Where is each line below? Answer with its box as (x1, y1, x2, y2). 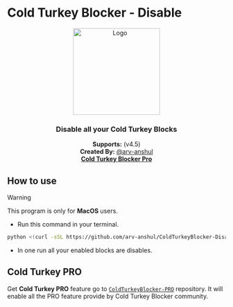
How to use (7, 175, 57, 186)
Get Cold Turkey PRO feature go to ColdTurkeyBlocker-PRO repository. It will (7, 284, 223, 292)
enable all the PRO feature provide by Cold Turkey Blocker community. (7, 292, 209, 300)
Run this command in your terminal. (17, 220, 119, 229)
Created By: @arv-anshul (79, 148, 154, 156)
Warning (7, 193, 31, 202)
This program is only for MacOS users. (7, 207, 118, 216)
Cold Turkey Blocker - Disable (7, 5, 182, 21)
